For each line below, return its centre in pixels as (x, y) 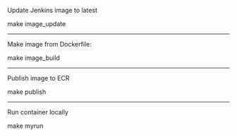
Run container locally (38, 112)
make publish (27, 92)
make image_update (37, 24)
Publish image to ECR (38, 78)
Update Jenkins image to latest (52, 10)
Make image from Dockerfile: (49, 44)
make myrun (25, 126)
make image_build (34, 58)
